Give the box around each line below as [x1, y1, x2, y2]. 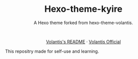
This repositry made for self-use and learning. [5, 48, 99, 54]
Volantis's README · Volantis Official [46, 38, 121, 45]
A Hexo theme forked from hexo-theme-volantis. [34, 20, 133, 26]
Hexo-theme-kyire [44, 3, 123, 15]
